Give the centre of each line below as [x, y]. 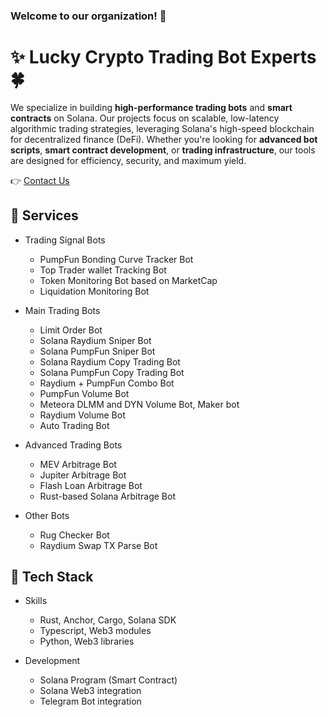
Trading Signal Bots [65, 240]
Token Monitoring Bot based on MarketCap [128, 280]
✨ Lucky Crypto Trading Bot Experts [163, 57]
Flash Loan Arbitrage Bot [91, 485]
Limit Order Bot [71, 330]
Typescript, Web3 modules [95, 631]
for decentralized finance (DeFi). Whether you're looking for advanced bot [164, 139]
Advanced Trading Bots [73, 445]
